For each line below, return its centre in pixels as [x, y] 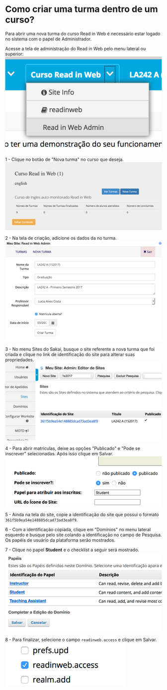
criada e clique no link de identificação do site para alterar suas [70, 354]
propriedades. [20, 359]
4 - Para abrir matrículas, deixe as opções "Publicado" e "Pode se [73, 448]
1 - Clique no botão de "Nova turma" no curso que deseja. [65, 160]
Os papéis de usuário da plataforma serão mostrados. [60, 540]
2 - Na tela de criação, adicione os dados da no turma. [61, 238]
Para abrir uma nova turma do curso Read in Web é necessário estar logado [83, 33]
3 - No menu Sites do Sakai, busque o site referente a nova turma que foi [80, 349]
